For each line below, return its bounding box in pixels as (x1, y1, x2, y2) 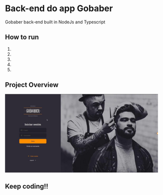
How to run (5, 33, 39, 41)
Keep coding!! (5, 182, 49, 190)
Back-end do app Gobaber (5, 3, 113, 14)
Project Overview (5, 81, 59, 89)
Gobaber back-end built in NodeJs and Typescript (5, 19, 106, 25)
